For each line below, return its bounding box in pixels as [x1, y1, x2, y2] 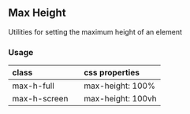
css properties [84, 67, 140, 78]
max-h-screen [12, 94, 69, 105]
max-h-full [12, 80, 55, 91]
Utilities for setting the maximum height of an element [8, 27, 183, 36]
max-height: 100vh [84, 94, 157, 105]
